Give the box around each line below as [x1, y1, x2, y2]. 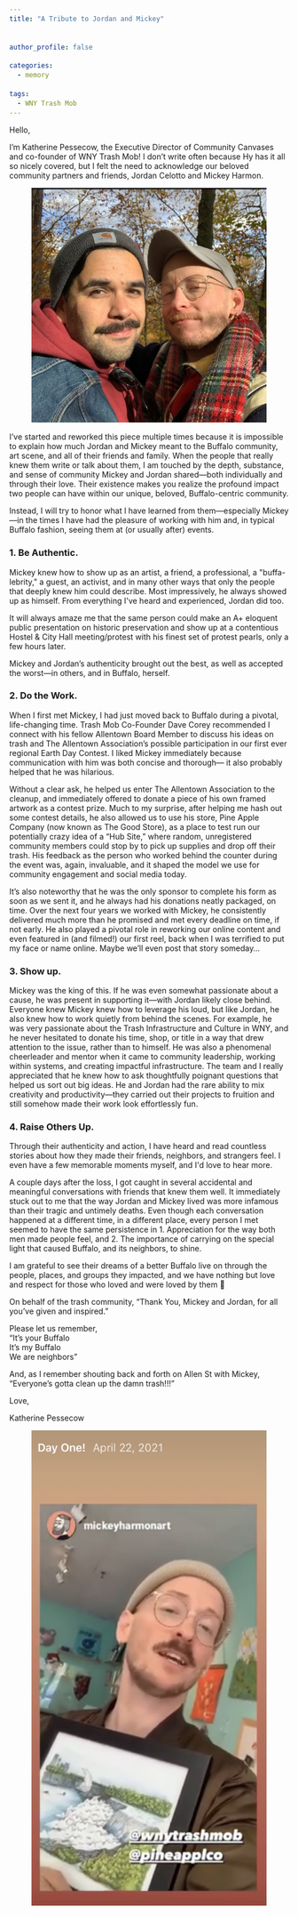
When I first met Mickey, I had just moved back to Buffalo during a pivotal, [9, 710, 279, 720]
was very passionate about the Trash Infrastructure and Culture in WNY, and [9, 1023, 289, 1034]
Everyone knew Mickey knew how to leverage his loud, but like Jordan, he [9, 1004, 279, 1015]
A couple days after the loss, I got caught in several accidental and [9, 1177, 253, 1187]
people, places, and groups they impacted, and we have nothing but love [9, 1270, 276, 1281]
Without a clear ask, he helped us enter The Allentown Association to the [9, 784, 275, 794]
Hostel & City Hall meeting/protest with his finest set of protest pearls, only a [9, 632, 289, 642]
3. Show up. [9, 965, 62, 978]
